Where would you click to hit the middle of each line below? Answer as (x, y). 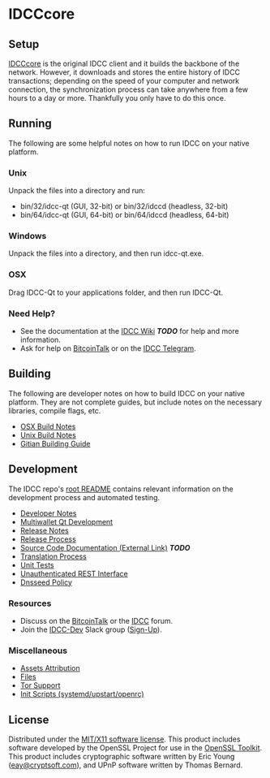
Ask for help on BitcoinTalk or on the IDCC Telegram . (108, 348)
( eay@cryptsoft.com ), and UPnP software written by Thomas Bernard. (126, 765)
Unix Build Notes (48, 434)
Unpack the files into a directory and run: (77, 191)
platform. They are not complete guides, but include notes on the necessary (135, 402)
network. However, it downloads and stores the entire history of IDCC (124, 72)
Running (30, 124)
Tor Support (40, 685)
